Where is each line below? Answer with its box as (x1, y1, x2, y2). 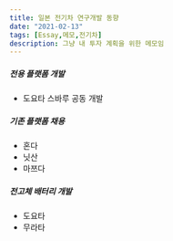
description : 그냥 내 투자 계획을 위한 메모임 (9, 38, 165, 48)
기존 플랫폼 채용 (9, 115, 66, 126)
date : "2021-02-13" (9, 22, 84, 31)
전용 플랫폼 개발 (9, 68, 66, 79)
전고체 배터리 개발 (9, 185, 73, 196)
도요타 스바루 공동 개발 (22, 93, 104, 104)
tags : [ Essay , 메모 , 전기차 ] (9, 30, 103, 39)
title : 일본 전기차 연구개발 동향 (9, 13, 119, 23)
